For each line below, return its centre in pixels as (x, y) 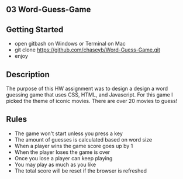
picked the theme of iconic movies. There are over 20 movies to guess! (92, 101)
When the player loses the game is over (62, 152)
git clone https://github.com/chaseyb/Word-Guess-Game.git (87, 50)
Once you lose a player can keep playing (63, 158)
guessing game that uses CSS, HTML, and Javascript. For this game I (90, 95)
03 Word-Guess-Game (49, 10)
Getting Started (35, 30)
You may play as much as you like (55, 164)
